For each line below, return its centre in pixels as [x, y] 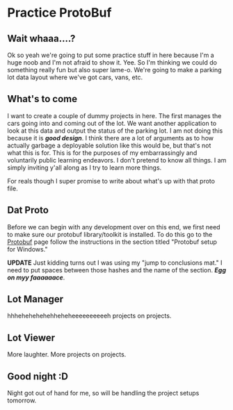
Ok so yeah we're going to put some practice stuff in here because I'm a [111, 55]
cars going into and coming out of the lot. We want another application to [112, 123]
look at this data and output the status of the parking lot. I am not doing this [115, 131]
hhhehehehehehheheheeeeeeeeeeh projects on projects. [89, 316]
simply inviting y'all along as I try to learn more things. [85, 167]
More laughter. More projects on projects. [67, 354]
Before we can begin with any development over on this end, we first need [114, 227]
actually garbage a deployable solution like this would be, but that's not [109, 145]
